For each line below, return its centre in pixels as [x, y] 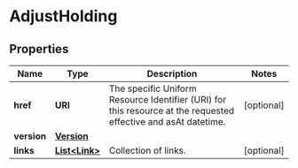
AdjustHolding [63, 16]
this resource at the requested [172, 111]
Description [172, 74]
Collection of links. [147, 150]
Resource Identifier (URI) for [168, 99]
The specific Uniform [153, 88]
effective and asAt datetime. [167, 122]
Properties [39, 49]
